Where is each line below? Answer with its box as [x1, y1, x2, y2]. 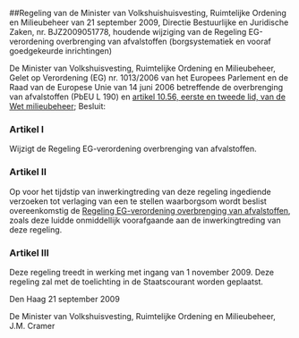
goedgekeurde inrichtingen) [9, 46, 113, 56]
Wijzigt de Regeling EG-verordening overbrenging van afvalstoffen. [9, 143, 257, 155]
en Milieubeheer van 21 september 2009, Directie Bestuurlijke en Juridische [9, 17, 289, 28]
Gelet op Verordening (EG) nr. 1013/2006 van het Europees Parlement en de [9, 72, 289, 83]
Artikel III [9, 246, 49, 258]
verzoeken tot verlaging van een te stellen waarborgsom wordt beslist [9, 196, 267, 207]
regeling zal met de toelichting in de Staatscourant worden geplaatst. [9, 276, 264, 287]
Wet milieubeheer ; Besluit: [9, 101, 106, 111]
